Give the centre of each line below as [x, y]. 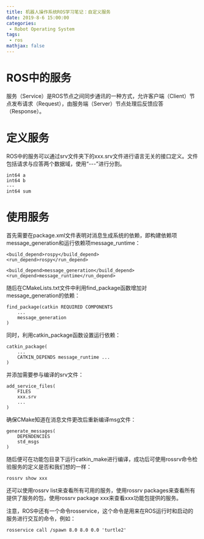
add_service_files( [31, 386]
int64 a [16, 175]
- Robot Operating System [42, 29]
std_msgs [28, 442]
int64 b [16, 180]
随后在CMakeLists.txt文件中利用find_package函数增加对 [77, 287]
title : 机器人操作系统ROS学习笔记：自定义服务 [58, 12]
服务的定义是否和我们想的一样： [51, 467]
